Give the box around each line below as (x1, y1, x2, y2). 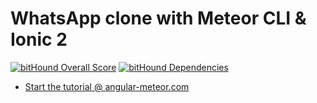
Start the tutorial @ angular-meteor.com (24, 80, 190, 92)
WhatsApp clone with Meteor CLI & (10, 7, 307, 30)
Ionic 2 (10, 28, 68, 51)
